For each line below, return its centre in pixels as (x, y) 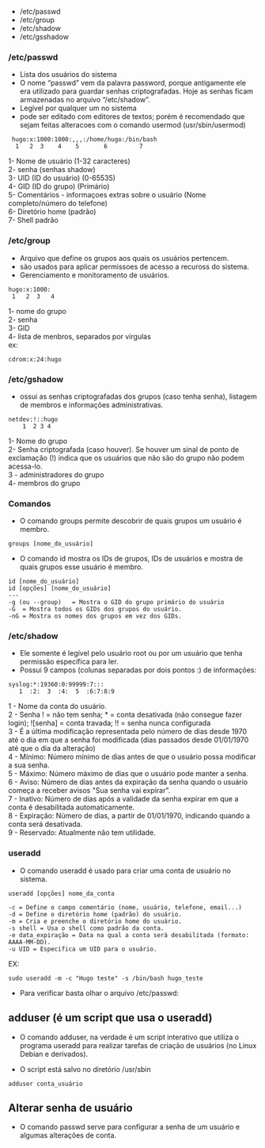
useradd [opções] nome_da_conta (61, 894)
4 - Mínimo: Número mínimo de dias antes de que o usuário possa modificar (132, 757)
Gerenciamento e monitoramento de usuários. (95, 275)
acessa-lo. (25, 466)
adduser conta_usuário (45, 1084)
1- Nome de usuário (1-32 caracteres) (69, 161)
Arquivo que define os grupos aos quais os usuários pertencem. (124, 258)
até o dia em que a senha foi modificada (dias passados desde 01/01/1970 (129, 740)
